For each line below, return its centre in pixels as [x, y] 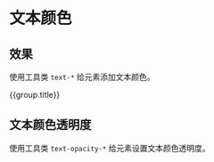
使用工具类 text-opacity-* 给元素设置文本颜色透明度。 [110, 148]
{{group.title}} [35, 95]
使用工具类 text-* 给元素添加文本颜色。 [82, 77]
